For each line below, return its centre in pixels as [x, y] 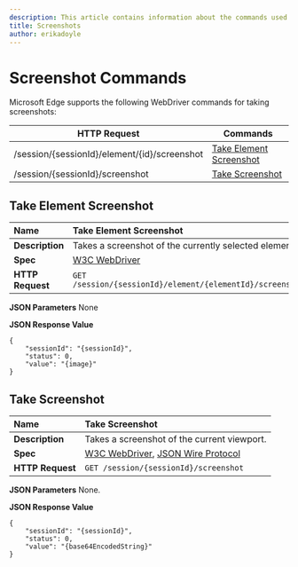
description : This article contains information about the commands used [149, 17]
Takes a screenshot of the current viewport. [176, 438]
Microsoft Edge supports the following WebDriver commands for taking [139, 102]
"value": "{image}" [61, 365]
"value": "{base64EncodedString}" [89, 547]
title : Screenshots [45, 26]
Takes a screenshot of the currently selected [165, 246]
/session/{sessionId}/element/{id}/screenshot [109, 154]
